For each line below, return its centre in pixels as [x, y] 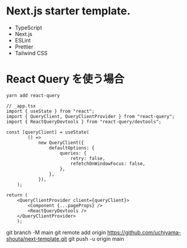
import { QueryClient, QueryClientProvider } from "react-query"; [91, 116]
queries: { [73, 153]
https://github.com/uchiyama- [144, 232]
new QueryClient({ [61, 143]
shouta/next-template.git [37, 238]
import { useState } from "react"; [50, 111]
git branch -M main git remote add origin [56, 232]
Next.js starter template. [68, 11]
